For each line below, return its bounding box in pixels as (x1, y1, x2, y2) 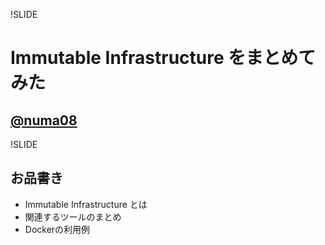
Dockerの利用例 (24, 223, 91, 235)
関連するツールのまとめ (24, 210, 122, 223)
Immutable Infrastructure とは (24, 198, 148, 210)
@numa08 (10, 112, 78, 129)
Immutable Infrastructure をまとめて (10, 47, 317, 69)
